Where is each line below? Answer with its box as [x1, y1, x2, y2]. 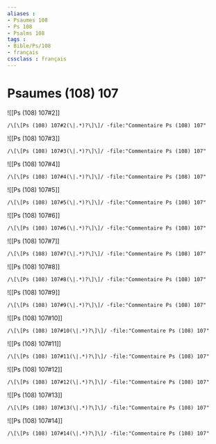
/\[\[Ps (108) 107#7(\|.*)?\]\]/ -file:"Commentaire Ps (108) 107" [7, 250, 207, 257]
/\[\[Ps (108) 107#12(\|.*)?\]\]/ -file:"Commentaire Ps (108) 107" [7, 379, 210, 386]
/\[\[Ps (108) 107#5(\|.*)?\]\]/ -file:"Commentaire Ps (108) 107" [7, 199, 207, 206]
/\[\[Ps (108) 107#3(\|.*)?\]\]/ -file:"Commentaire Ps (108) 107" [7, 148, 207, 154]
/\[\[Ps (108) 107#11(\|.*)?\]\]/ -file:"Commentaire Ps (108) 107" [7, 353, 210, 360]
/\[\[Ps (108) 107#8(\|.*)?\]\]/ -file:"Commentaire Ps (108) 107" [7, 276, 207, 283]
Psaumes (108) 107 [7, 85, 119, 101]
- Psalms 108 [7, 29, 45, 37]
